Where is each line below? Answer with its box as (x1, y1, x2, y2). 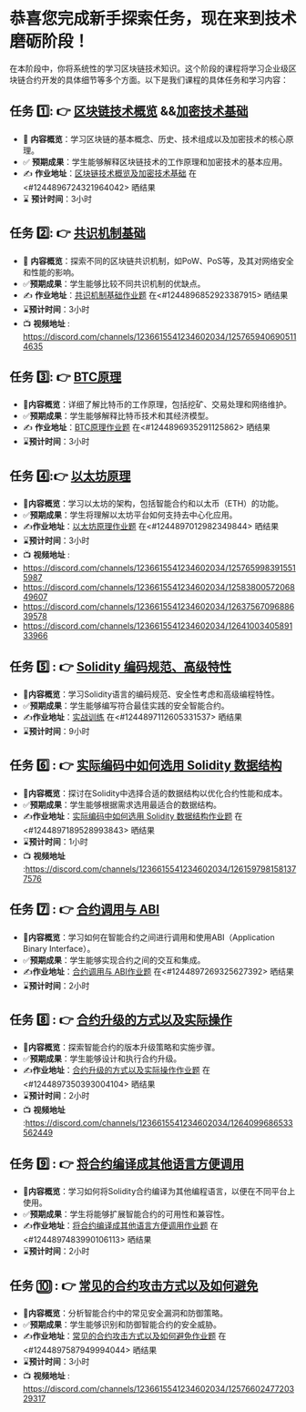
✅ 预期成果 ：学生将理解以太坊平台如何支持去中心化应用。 (22, 509, 238, 520)
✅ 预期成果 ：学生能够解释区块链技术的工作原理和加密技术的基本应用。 (22, 156, 288, 167)
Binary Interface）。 (22, 943, 96, 954)
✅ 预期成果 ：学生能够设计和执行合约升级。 (22, 1053, 182, 1064)
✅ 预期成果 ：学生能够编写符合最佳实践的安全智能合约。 (22, 701, 229, 711)
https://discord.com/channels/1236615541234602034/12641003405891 (22, 620, 293, 631)
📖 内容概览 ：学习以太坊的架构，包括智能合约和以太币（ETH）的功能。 (22, 498, 284, 509)
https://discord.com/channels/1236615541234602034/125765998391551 (22, 562, 296, 574)
